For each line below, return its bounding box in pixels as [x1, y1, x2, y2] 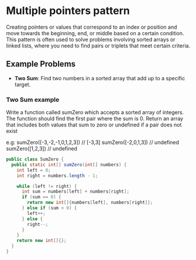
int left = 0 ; [16, 167, 51, 173]
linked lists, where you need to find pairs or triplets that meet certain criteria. [6, 42, 191, 49]
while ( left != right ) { [16, 183, 77, 189]
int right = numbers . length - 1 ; [16, 173, 98, 179]
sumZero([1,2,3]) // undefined [6, 145, 78, 152]
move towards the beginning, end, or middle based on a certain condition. [6, 29, 184, 36]
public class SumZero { [6, 156, 64, 162]
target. [14, 81, 31, 88]
